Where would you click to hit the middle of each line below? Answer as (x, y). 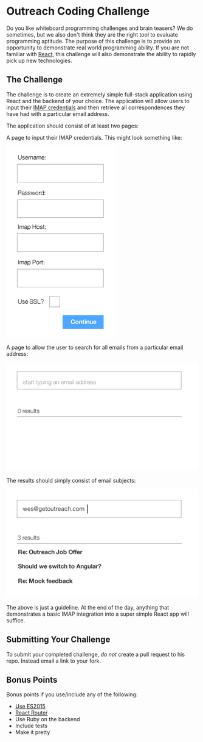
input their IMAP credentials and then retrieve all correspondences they (96, 107)
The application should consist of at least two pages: (72, 126)
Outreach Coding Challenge (78, 11)
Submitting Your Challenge (58, 640)
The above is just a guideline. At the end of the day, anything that (88, 607)
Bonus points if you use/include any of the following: (72, 694)
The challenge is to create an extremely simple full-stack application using (99, 94)
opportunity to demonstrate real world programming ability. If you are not (98, 48)
